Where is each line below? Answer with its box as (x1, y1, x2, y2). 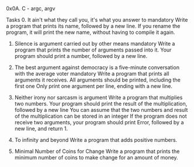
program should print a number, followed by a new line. (14, 53, 148, 59)
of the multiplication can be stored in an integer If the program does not (14, 113, 187, 120)
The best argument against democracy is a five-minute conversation (14, 64, 180, 71)
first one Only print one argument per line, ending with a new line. (14, 83, 173, 90)
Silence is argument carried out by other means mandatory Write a (14, 40, 175, 47)
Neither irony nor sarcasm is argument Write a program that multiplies (14, 94, 183, 101)
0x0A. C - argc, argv (6, 5, 56, 12)
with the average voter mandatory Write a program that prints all (14, 70, 169, 77)
